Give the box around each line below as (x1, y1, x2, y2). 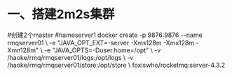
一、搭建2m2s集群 (7, 6, 115, 22)
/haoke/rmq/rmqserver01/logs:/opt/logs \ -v (7, 53, 134, 61)
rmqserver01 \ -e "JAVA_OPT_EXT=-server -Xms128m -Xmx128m (7, 38, 195, 47)
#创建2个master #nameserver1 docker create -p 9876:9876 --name (7, 31, 203, 39)
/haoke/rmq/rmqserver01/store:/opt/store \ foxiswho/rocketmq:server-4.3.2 (7, 61, 226, 69)
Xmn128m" (7, 46, 39, 54)
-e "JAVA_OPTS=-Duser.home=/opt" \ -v (44, 46, 161, 54)
